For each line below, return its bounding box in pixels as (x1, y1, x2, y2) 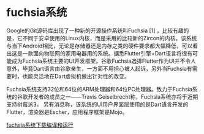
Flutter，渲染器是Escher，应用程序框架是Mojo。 (6, 108, 128, 116)
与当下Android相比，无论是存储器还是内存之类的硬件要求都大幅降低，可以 (6, 42, 193, 49)
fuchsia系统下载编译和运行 (6, 121, 74, 129)
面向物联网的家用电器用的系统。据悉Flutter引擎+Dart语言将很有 (32, 49, 193, 57)
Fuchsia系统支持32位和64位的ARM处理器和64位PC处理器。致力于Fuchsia (6, 85, 193, 93)
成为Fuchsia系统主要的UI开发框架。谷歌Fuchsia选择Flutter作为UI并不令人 (11, 57, 196, 65)
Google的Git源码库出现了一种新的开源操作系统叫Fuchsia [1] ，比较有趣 (6, 27, 184, 34)
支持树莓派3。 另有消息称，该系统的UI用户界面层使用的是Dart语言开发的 (6, 100, 189, 108)
